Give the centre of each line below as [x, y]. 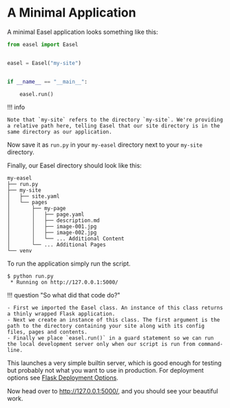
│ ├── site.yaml [33, 196]
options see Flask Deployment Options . [63, 378]
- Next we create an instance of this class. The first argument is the [114, 320]
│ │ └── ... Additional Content [66, 239]
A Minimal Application [72, 13]
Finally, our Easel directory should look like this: [75, 166]
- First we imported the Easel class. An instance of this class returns [115, 308]
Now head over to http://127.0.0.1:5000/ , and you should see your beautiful [113, 391]
